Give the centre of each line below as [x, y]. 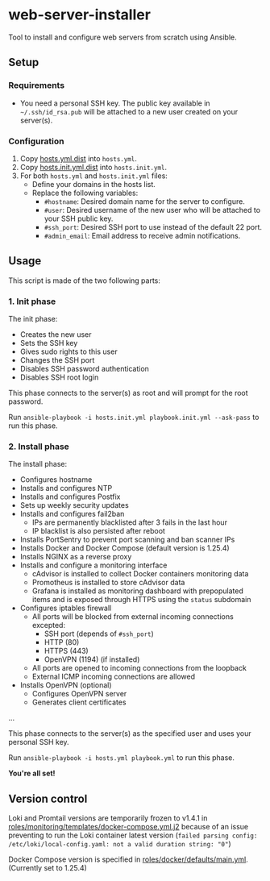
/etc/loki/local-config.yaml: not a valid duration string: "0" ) [120, 844]
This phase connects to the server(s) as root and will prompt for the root [128, 393]
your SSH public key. [79, 218]
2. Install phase [39, 447]
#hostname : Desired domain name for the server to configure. [145, 201]
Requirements [37, 85]
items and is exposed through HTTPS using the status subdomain [141, 600]
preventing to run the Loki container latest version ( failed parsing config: [133, 835]
